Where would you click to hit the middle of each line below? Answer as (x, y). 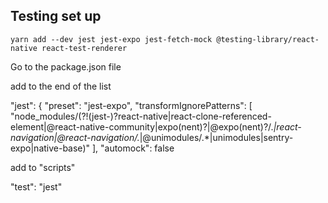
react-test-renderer (84, 48)
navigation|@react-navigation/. (75, 137)
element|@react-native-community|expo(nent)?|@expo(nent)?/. (142, 126)
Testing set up (56, 16)
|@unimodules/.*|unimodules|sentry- (216, 137)
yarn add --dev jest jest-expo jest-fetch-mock (111, 39)
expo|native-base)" (50, 148)
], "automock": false (133, 148)
